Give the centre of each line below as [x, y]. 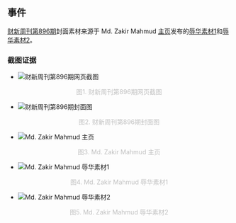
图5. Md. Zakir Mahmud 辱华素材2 [119, 212]
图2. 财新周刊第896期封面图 [119, 122]
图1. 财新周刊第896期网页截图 [119, 92]
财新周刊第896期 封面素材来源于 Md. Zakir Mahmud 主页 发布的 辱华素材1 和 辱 [118, 31]
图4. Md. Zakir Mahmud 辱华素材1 [119, 182]
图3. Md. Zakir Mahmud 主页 [119, 152]
